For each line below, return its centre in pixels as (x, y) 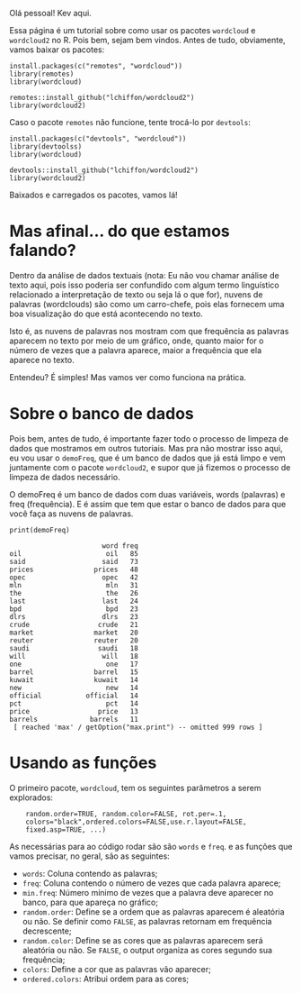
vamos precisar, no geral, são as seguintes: (90, 856)
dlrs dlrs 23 (74, 616)
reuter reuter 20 (74, 640)
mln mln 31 (74, 585)
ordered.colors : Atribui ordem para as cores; (106, 979)
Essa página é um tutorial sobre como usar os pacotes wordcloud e (133, 30)
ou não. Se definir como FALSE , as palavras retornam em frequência (147, 921)
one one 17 (74, 664)
